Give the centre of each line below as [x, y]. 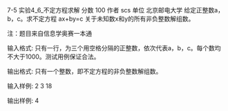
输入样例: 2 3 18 [30, 86]
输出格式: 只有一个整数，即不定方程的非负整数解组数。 [85, 71]
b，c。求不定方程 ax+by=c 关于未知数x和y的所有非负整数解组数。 [101, 19]
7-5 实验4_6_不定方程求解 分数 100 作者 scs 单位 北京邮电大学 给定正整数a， [116, 10]
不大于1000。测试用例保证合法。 [54, 57]
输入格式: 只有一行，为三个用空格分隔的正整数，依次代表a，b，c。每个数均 [114, 48]
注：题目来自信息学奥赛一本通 [49, 33]
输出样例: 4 [23, 101]
